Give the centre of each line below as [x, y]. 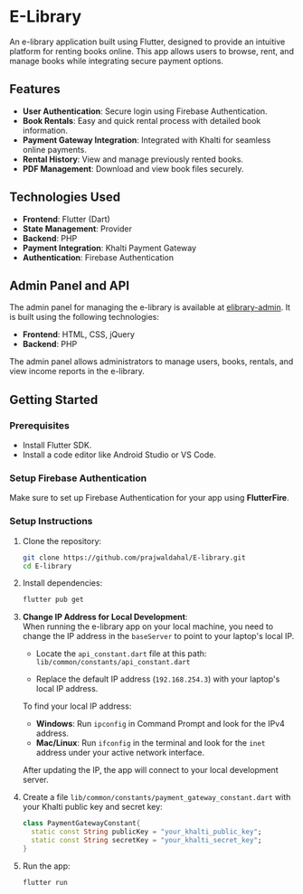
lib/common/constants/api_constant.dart [113, 663]
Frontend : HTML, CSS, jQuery [79, 334]
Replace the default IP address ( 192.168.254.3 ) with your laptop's [158, 679]
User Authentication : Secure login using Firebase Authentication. [145, 111]
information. [45, 130]
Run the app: [46, 866]
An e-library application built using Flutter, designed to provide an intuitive [147, 42]
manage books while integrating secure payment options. [117, 61]
